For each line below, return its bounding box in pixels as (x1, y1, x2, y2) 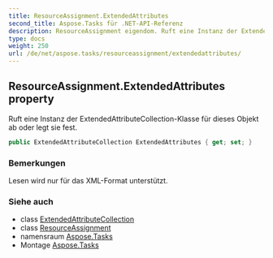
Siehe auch (8, 196, 54, 207)
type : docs (8, 34, 45, 43)
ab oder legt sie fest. (8, 123, 78, 132)
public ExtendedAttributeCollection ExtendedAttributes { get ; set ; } (8, 138, 253, 146)
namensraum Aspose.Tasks (19, 232, 114, 242)
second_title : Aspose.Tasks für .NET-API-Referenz (8, 19, 184, 28)
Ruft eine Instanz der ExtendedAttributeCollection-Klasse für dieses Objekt (8, 114, 259, 123)
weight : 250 (8, 42, 49, 50)
